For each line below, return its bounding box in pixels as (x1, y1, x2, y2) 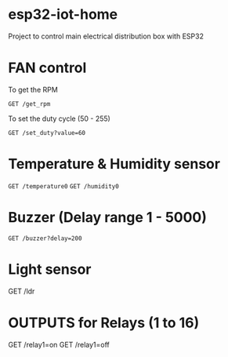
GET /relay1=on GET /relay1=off (8, 340, 110, 349)
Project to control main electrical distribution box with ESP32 (8, 31, 204, 41)
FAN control (8, 59, 87, 77)
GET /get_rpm (8, 100, 51, 107)
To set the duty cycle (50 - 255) (8, 114, 111, 123)
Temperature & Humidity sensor (8, 155, 221, 173)
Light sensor (8, 260, 92, 278)
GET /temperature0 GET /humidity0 (8, 182, 119, 190)
